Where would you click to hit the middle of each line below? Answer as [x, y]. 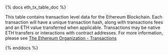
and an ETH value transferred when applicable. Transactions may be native [83, 27]
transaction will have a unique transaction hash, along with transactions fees [84, 22]
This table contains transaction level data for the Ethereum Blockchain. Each [84, 17]
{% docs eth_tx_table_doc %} [36, 7]
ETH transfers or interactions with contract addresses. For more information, [84, 33]
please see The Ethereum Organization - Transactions [61, 38]
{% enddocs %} [22, 48]
